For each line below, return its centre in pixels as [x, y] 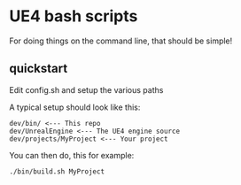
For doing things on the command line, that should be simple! [121, 41]
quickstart [39, 69]
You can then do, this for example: [72, 155]
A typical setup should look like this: [75, 107]
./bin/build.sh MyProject [57, 171]
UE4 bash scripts [74, 16]
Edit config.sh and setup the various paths [86, 89]
